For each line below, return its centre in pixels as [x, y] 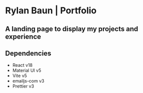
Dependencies [28, 53]
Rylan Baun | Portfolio [51, 11]
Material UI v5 [27, 70]
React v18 [22, 65]
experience [23, 36]
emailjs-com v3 [28, 81]
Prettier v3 [23, 86]
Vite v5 [20, 76]
